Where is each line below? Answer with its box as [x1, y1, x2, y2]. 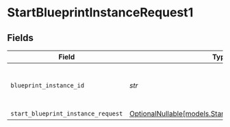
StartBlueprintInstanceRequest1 [7, 5, 194, 20]
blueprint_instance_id [10, 82, 84, 89]
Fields [7, 32, 34, 44]
